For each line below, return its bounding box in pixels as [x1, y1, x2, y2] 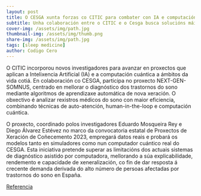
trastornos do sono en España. [6, 171, 82, 179]
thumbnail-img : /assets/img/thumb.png [6, 31, 103, 37]
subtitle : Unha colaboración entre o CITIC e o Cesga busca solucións [6, 20, 186, 26]
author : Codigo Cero [6, 48, 58, 54]
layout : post [6, 8, 39, 15]
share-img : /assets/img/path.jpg [6, 37, 90, 43]
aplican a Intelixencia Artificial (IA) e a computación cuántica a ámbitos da [6, 70, 188, 78]
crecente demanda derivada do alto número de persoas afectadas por [6, 165, 179, 172]
